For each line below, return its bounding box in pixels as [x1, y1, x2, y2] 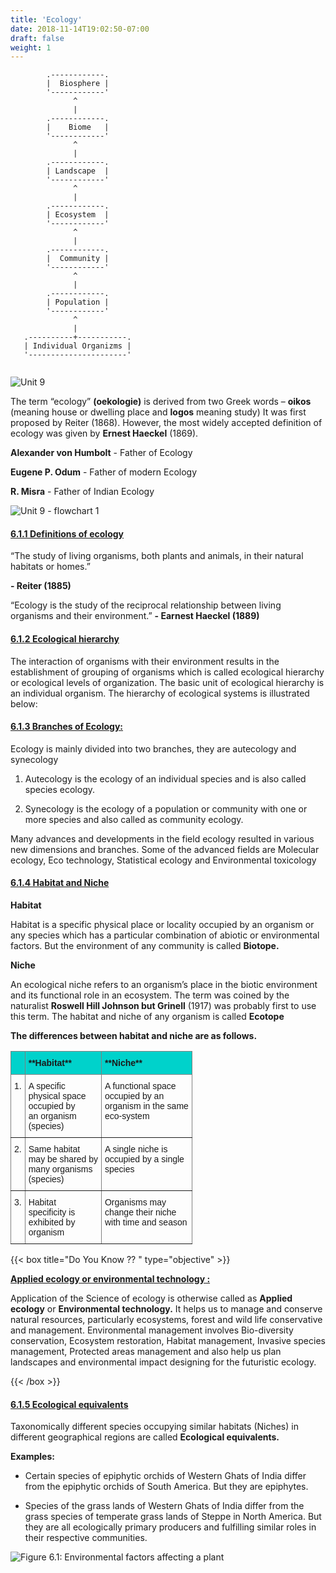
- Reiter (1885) [10, 580, 72, 592]
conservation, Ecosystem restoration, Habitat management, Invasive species [10, 1335, 326, 1347]
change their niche [104, 1207, 177, 1218]
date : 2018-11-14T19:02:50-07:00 [10, 24, 150, 34]
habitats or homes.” [10, 561, 91, 573]
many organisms [28, 1164, 93, 1175]
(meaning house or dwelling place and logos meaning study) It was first [10, 406, 307, 418]
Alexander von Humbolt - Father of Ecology [10, 447, 193, 459]
